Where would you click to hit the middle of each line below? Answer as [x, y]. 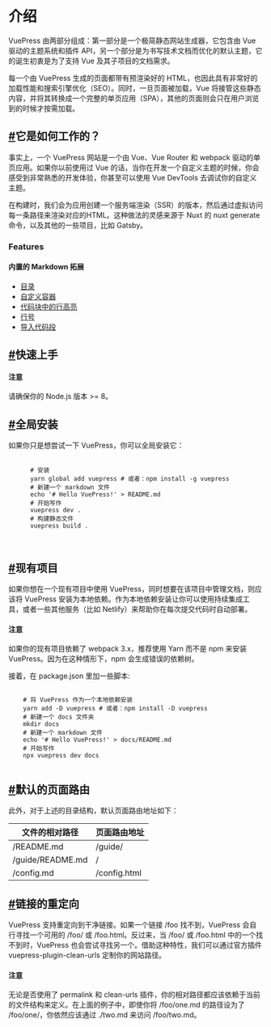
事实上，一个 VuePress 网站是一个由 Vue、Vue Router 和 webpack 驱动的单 [135, 157]
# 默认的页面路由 [49, 789]
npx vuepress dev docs [61, 756]
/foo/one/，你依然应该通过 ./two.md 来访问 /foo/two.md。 [105, 1015]
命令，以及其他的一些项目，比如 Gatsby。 [78, 225]
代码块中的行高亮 [49, 306]
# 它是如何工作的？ [55, 136]
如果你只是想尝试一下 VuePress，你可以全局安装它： [96, 445]
